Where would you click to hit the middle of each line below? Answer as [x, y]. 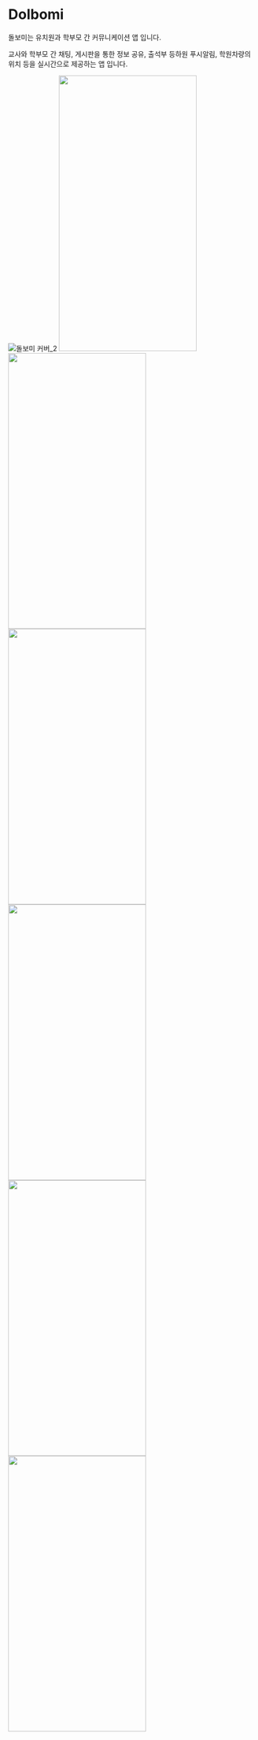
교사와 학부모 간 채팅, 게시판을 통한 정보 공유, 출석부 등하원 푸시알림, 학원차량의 [130, 54]
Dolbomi [36, 15]
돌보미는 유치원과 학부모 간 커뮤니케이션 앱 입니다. [85, 37]
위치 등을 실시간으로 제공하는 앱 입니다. [68, 64]
